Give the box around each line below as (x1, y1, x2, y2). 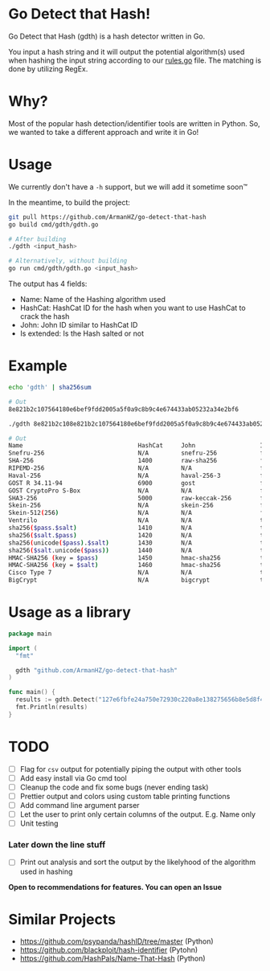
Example (8, 357, 67, 375)
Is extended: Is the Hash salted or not (19, 328, 145, 338)
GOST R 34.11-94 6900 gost (8, 479, 196, 487)
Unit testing (19, 818, 59, 828)
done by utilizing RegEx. (8, 63, 88, 73)
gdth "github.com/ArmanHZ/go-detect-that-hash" (15, 666, 178, 675)
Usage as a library (8, 603, 131, 622)
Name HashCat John (8, 442, 196, 450)
